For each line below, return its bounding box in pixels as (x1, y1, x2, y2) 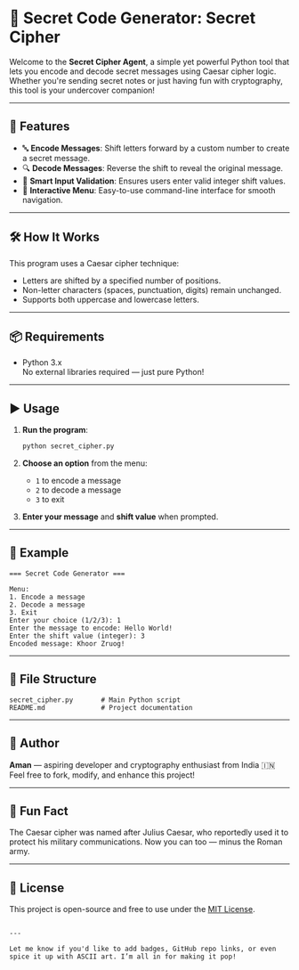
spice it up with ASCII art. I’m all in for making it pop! (9, 952, 238, 961)
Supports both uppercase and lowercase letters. (21, 294, 200, 305)
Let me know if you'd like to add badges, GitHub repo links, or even (9, 944, 277, 954)
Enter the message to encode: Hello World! (9, 624, 174, 632)
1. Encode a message (9, 592, 86, 601)
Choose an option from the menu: (21, 458, 149, 469)
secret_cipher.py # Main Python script (9, 695, 181, 705)
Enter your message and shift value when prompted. (21, 511, 219, 522)
